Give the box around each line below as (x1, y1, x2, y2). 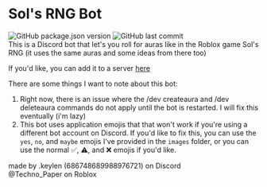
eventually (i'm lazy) (19, 111, 86, 120)
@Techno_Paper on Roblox (8, 169, 97, 179)
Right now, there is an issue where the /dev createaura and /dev (19, 94, 230, 103)
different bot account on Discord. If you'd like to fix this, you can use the (19, 128, 257, 138)
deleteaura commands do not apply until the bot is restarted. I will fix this (19, 103, 259, 112)
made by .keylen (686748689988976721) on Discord (8, 161, 181, 170)
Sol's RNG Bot (8, 5, 103, 23)
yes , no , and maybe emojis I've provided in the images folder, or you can (19, 136, 249, 146)
